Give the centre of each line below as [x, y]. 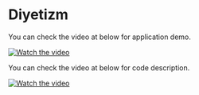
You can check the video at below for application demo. [99, 37]
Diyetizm [39, 15]
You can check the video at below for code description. [99, 67]
